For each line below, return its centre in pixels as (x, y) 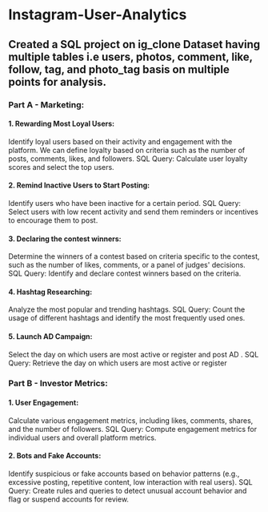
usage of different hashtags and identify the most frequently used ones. (127, 318)
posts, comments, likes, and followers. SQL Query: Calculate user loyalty (128, 159)
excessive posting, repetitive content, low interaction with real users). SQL (131, 482)
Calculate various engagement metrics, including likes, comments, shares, (131, 420)
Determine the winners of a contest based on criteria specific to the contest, (134, 256)
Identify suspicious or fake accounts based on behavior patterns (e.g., (124, 474)
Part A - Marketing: (46, 104)
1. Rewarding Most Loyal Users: (61, 124)
